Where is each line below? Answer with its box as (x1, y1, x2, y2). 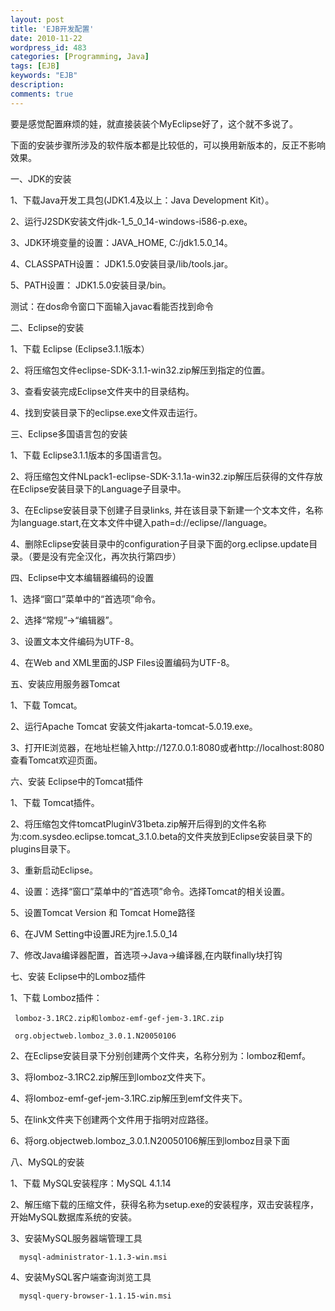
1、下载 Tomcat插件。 (10, 796, 100, 808)
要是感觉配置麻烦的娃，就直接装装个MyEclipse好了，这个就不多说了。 (10, 117, 298, 130)
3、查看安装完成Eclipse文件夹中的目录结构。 (10, 385, 195, 397)
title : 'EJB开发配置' (10, 24, 95, 34)
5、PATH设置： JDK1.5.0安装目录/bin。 (10, 279, 172, 291)
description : (10, 80, 65, 90)
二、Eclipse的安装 (10, 321, 85, 333)
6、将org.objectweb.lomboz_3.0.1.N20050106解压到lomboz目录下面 (10, 1134, 290, 1146)
